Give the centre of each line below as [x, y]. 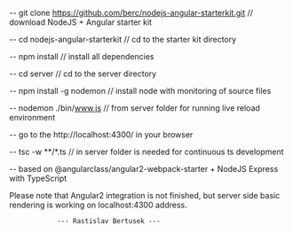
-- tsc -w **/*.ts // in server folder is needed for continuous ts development [146, 151]
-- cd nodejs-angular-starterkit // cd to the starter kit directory [123, 39]
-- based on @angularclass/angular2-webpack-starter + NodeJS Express [144, 169]
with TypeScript [38, 178]
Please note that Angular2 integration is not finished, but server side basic [145, 195]
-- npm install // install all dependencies [82, 56]
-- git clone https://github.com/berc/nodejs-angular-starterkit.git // [131, 13]
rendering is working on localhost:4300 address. [99, 205]
